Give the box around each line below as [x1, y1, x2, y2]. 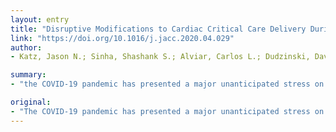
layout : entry [10, 14, 70, 25]
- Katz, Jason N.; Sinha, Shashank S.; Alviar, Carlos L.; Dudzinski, [10, 52, 311, 62]
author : [10, 42, 43, 53]
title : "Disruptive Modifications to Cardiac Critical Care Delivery [10, 24, 307, 34]
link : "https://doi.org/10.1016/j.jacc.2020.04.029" [10, 33, 235, 43]
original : [10, 97, 52, 107]
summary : [10, 70, 47, 80]
